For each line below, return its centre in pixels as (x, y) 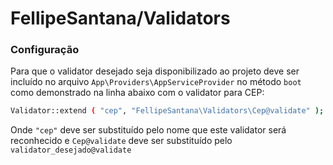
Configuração (45, 50)
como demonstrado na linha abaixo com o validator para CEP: (137, 93)
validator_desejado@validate (71, 150)
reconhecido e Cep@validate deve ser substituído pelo (121, 141)
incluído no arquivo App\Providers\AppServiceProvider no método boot (156, 82)
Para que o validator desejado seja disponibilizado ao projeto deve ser (155, 71)
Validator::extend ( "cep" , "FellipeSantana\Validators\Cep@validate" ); (167, 111)
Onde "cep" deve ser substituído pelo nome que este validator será (148, 130)
